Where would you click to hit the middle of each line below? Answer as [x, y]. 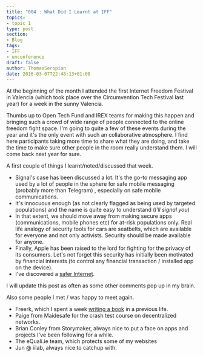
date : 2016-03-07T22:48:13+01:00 [48, 74]
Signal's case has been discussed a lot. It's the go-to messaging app [101, 178]
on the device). [34, 267]
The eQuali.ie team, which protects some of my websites [86, 341]
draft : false [23, 62]
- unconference [25, 57]
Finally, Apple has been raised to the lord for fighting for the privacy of [103, 248]
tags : [13, 46]
